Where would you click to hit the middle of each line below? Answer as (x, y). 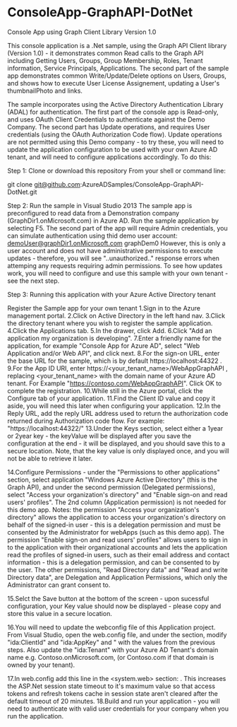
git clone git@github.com (44, 184)
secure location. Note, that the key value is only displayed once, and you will (118, 450)
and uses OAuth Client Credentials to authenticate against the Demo (107, 119)
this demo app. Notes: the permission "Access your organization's (103, 509)
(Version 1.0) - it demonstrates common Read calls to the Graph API (105, 53)
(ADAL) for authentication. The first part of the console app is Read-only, (113, 112)
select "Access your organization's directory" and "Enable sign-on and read (117, 494)
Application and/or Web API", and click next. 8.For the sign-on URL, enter (114, 353)
